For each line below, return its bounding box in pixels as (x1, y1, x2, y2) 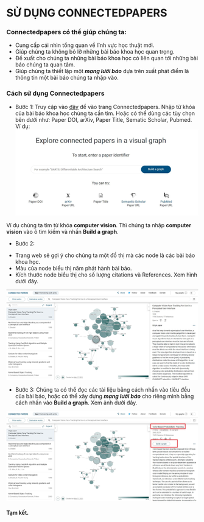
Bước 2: (15, 240, 35, 247)
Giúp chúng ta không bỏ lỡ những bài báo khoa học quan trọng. (15, 48, 175, 55)
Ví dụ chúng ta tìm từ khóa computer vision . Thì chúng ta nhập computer (6, 222, 192, 229)
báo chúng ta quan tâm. (15, 61, 76, 68)
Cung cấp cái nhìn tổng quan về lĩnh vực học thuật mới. (15, 41, 155, 49)
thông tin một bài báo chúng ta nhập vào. (15, 74, 119, 82)
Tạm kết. (6, 509, 29, 517)
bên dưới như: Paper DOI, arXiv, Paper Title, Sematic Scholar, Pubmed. (15, 116, 192, 123)
